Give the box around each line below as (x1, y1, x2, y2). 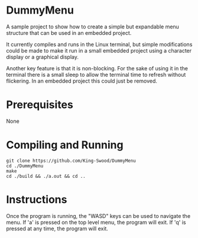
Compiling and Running (6, 138, 124, 152)
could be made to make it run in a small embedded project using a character (6, 47, 192, 54)
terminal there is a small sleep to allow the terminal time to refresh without (6, 71, 186, 78)
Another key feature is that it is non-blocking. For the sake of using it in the (6, 64, 188, 71)
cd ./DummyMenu (6, 163, 44, 169)
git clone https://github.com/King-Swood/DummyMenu (6, 158, 136, 164)
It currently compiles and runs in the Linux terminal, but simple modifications (6, 41, 193, 48)
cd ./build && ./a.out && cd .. (6, 173, 86, 179)
